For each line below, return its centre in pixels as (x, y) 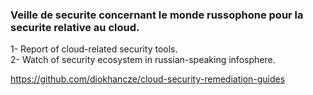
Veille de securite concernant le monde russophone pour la (157, 15)
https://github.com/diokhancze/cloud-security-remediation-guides (148, 79)
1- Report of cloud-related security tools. (94, 49)
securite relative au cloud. (75, 27)
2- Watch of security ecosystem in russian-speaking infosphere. (143, 60)
